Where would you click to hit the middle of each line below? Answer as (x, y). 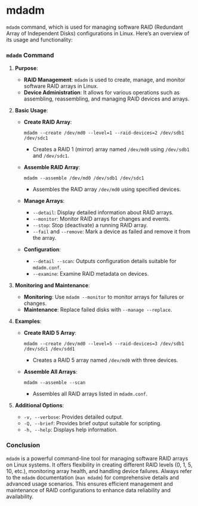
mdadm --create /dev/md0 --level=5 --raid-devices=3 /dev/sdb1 (104, 344)
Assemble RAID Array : (52, 167)
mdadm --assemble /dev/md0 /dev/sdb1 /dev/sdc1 (84, 178)
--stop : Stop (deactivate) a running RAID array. (90, 225)
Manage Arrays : (44, 201)
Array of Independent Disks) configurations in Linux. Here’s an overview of (98, 33)
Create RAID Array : (48, 122)
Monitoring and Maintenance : (52, 285)
